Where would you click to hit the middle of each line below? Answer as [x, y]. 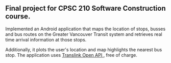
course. [18, 17]
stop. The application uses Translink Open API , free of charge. [71, 55]
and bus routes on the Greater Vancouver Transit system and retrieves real [84, 34]
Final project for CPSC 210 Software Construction [86, 8]
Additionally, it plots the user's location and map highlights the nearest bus [84, 49]
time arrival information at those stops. [46, 39]
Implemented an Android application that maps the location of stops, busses [86, 29]
